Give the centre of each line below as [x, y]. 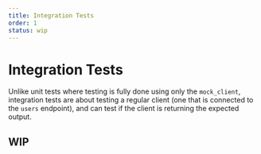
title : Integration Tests [51, 15]
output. [20, 117]
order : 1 [23, 23]
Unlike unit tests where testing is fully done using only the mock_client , [125, 91]
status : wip [28, 30]
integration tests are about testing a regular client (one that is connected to [131, 100]
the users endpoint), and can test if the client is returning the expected [124, 109]
